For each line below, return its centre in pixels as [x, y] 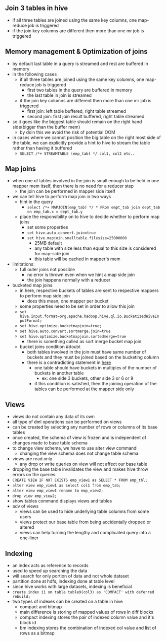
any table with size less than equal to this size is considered [95, 248]
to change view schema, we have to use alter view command [74, 448]
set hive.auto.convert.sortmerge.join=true [65, 331]
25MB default [48, 243]
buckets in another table [59, 373]
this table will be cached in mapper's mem [78, 259]
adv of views [25, 506]
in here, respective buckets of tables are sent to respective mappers [89, 290]
